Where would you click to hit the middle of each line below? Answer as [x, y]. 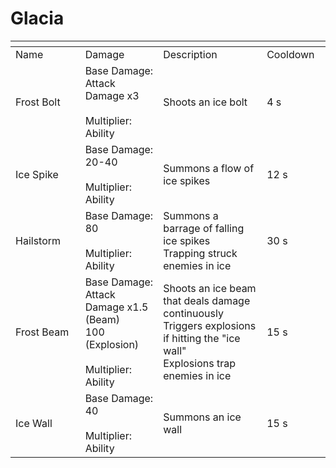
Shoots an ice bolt [205, 102]
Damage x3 [112, 95]
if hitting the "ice [202, 338]
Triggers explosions [210, 325]
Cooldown [290, 54]
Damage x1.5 [116, 307]
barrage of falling [204, 228]
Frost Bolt [38, 102]
